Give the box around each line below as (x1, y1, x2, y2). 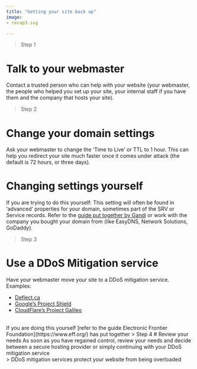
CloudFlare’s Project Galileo (14, 307, 82, 314)
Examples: (6, 282, 31, 290)
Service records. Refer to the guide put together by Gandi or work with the (6, 212, 188, 219)
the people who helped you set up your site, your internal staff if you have (6, 88, 186, 95)
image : (6, 14, 22, 20)
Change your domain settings (6, 126, 155, 140)
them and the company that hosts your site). (6, 94, 114, 101)
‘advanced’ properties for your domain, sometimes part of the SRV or (6, 205, 175, 212)
